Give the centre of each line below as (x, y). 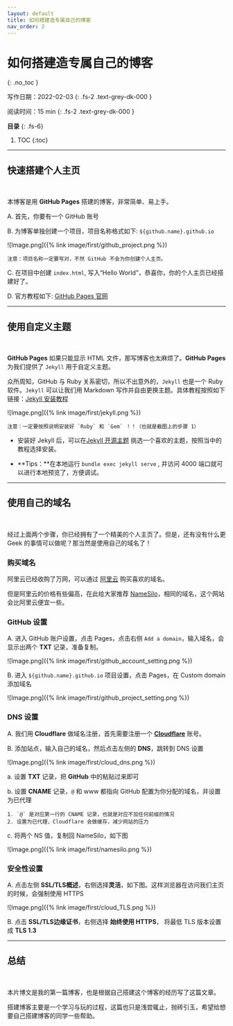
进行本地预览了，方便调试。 (63, 472)
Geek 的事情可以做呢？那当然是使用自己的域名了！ (79, 543)
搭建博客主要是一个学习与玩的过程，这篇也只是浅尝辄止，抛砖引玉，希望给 (113, 1007)
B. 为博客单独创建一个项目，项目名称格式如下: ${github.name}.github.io (111, 231)
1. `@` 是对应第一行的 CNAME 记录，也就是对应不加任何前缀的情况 (91, 814)
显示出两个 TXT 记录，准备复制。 (55, 647)
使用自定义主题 (39, 327)
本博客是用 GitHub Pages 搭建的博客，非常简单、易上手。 (90, 202)
